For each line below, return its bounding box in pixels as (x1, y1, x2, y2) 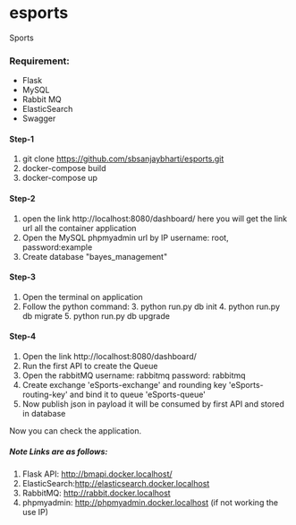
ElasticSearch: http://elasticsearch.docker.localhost (21, 478, 210, 489)
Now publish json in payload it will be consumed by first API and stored (21, 399, 284, 409)
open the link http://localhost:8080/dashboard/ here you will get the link (21, 213, 288, 224)
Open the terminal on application (21, 291, 143, 302)
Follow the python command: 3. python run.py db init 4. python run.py (21, 301, 280, 312)
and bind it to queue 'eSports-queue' (70, 389, 206, 400)
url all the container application (21, 222, 137, 233)
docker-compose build (21, 163, 106, 174)
